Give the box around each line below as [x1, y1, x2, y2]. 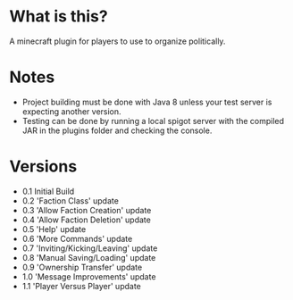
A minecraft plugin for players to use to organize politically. [9, 36, 226, 46]
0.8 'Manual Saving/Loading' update [21, 252, 156, 262]
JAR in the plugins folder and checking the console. [21, 125, 213, 136]
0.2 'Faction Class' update [21, 195, 119, 206]
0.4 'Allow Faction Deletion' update [21, 214, 152, 225]
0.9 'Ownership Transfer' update [21, 262, 143, 272]
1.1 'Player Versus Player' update [21, 280, 141, 291]
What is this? [9, 6, 109, 27]
